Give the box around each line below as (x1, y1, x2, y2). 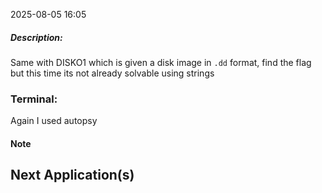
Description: (10, 31, 63, 43)
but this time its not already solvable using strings (10, 67, 215, 79)
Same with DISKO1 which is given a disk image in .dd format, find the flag (10, 56, 312, 68)
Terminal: (10, 92, 58, 106)
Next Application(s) (10, 167, 135, 184)
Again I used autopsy (10, 115, 98, 127)
